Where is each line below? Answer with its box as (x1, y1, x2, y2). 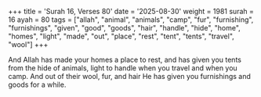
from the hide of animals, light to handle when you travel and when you (8, 63, 237, 73)
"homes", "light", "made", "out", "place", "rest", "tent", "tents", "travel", (8, 31, 235, 41)
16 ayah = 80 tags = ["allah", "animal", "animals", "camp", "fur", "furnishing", (8, 15, 254, 24)
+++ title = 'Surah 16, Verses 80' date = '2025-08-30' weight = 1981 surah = (8, 7, 255, 16)
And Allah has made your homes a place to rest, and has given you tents (8, 55, 241, 64)
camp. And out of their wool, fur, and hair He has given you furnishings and (8, 72, 251, 81)
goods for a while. (8, 80, 67, 89)
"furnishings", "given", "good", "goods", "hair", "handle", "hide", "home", (8, 23, 241, 32)
